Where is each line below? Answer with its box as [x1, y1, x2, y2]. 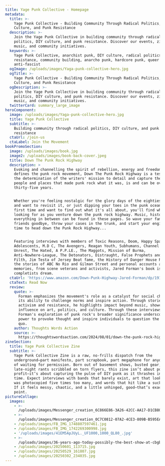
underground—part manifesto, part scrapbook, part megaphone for [14, 357, 151, 362]
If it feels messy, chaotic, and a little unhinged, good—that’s [14, 385, 151, 390]
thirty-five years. [14, 185, 54, 190]
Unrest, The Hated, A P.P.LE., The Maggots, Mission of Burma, [14, 248, 146, 253]
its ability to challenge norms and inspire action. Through [18, 298, 146, 303]
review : [9, 284, 26, 290]
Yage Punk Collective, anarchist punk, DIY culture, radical [14, 53, 141, 58]
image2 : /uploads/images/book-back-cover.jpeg [9, 153, 107, 158]
